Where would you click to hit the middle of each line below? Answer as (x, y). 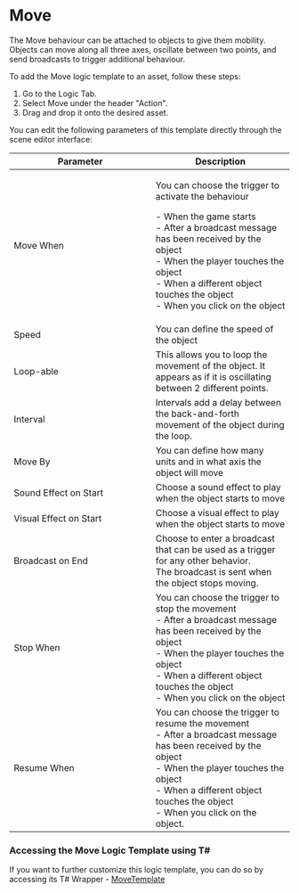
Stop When (37, 647)
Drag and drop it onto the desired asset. (95, 112)
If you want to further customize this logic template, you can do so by (137, 870)
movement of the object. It (210, 365)
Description (221, 161)
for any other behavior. (203, 561)
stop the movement (196, 609)
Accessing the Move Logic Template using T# (110, 850)
